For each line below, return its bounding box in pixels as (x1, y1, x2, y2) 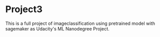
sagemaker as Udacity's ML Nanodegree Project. (5, 25, 110, 31)
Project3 (5, 4, 43, 15)
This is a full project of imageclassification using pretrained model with (5, 20, 155, 26)
